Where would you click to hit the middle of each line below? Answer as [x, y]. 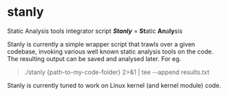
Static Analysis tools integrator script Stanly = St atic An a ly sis [95, 31]
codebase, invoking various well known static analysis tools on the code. [110, 51]
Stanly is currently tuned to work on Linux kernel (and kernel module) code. [114, 85]
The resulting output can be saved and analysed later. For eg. [94, 58]
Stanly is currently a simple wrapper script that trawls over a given [101, 44]
